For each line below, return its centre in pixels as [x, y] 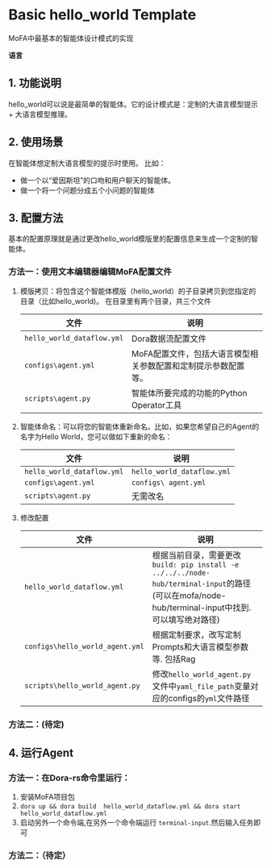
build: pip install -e [196, 565]
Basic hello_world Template [102, 15]
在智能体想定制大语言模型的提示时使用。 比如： [87, 163]
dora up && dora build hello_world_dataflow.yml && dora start [130, 807]
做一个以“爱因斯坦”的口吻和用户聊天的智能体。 [98, 180]
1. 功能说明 [35, 83]
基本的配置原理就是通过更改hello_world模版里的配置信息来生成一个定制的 [130, 239]
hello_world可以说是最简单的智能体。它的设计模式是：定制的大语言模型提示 [133, 104]
